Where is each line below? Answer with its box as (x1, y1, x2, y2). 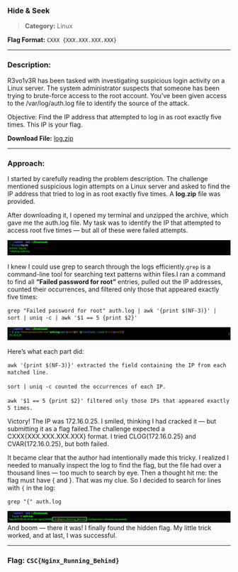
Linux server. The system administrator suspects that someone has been (7, 84, 220, 92)
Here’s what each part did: (7, 347, 84, 356)
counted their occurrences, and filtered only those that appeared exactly (7, 285, 220, 293)
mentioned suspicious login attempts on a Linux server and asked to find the (7, 182, 230, 190)
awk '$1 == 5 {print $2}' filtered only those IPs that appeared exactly (7, 397, 230, 405)
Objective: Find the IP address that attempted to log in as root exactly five (7, 112, 222, 121)
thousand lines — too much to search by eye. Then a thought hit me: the (7, 468, 218, 477)
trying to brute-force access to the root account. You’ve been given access (7, 91, 227, 99)
